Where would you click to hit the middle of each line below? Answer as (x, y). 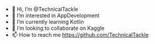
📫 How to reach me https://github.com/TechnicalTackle (80, 35)
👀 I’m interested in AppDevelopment (55, 15)
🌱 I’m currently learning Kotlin (48, 22)
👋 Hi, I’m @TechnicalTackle (45, 9)
